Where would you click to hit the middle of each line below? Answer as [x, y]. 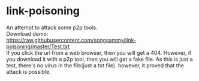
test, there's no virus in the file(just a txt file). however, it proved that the [95, 65]
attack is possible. [28, 71]
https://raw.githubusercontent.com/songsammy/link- [71, 40]
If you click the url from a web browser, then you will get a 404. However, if [99, 52]
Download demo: [27, 33]
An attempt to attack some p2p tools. [52, 27]
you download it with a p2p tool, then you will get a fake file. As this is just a [99, 59]
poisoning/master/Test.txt [38, 46]
